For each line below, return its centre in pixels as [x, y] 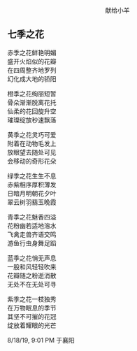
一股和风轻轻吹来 [32, 266]
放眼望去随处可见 [32, 152]
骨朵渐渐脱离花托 [32, 102]
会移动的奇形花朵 [32, 161]
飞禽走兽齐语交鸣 [32, 234]
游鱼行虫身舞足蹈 [32, 243]
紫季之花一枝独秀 [32, 299]
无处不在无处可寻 [32, 284]
